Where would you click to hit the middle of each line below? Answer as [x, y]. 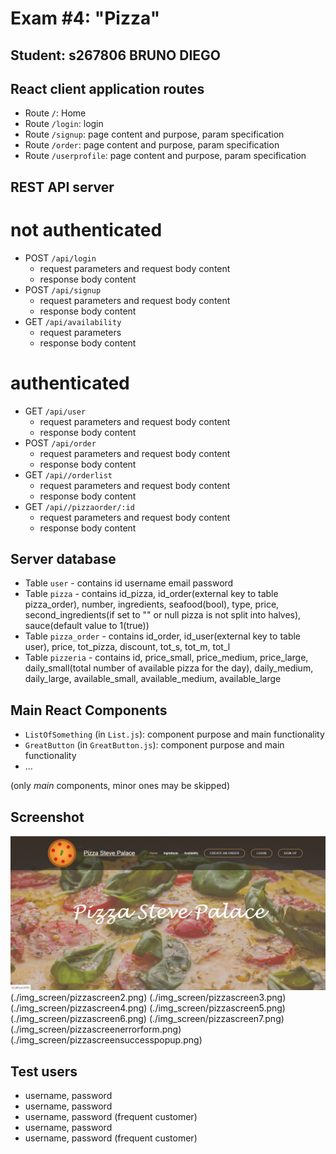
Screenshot [47, 817]
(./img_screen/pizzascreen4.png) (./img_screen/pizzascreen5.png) [148, 1008]
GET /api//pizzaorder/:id [79, 506]
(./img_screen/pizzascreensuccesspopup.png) [106, 1040]
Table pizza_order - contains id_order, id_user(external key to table [163, 636]
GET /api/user [55, 411]
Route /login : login [64, 124]
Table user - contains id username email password [129, 583]
